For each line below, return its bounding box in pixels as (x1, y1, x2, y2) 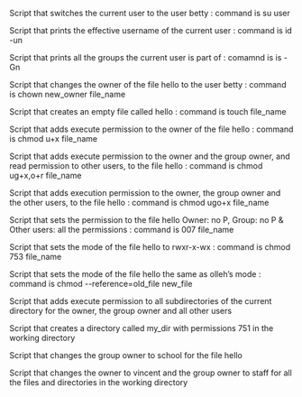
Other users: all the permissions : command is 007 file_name (9, 225, 234, 235)
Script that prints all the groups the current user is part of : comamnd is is (9, 52, 282, 62)
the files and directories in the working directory (9, 377, 188, 387)
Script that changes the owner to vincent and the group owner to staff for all (9, 367, 293, 378)
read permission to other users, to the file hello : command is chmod (9, 161, 263, 171)
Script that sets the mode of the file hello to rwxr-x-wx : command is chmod (9, 242, 291, 252)
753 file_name (9, 252, 62, 262)
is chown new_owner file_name (9, 89, 126, 99)
